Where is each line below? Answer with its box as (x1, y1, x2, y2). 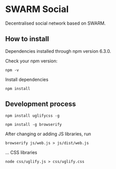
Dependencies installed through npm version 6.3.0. (5, 48, 111, 54)
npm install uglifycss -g (5, 113, 60, 118)
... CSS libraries (5, 149, 38, 155)
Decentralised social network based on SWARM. (5, 20, 106, 26)
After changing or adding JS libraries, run (5, 131, 91, 137)
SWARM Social (5, 4, 69, 15)
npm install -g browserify (5, 122, 62, 127)
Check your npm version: (5, 58, 58, 64)
